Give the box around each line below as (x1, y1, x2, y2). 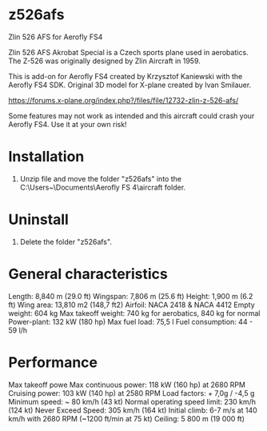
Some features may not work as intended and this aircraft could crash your (8, 110, 255, 121)
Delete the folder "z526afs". (19, 237, 112, 246)
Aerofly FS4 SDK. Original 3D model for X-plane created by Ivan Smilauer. (8, 80, 252, 90)
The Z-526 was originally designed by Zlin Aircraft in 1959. (8, 56, 201, 66)
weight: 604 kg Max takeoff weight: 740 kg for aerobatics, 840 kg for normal (8, 308, 261, 317)
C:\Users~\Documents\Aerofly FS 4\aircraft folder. (19, 182, 186, 192)
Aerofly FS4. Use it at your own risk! (8, 119, 127, 129)
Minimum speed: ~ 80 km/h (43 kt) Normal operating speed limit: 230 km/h (8, 397, 257, 406)
